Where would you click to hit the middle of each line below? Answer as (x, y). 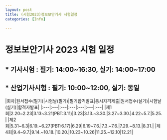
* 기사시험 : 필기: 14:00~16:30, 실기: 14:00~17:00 (80, 70)
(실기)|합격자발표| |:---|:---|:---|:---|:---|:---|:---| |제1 (59, 107)
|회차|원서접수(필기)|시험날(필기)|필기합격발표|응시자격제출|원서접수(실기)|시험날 (83, 101)
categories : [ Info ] (25, 19)
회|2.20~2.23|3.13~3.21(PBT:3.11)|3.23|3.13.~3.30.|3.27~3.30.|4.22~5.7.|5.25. (84, 113)
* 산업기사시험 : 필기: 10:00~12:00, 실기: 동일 (72, 88)
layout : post (19, 10)
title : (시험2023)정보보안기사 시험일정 (41, 14)
